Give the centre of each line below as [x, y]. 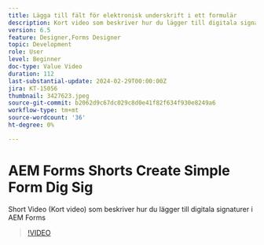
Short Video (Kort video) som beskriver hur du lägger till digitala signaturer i [130, 209]
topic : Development [40, 45]
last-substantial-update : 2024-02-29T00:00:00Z [88, 81]
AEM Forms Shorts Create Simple [119, 170]
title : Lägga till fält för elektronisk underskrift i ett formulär [123, 15]
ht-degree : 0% [31, 125]
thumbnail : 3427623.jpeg [49, 96]
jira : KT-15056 [33, 88]
